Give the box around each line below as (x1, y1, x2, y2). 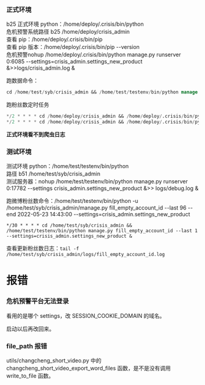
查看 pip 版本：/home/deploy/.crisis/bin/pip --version (6, 43, 140, 51)
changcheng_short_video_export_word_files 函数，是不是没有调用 (6, 365, 171, 372)
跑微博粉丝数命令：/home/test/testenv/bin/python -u (6, 197, 138, 205)
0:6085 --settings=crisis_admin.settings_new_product (6, 58, 143, 65)
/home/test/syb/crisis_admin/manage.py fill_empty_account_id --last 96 (6, 204, 187, 211)
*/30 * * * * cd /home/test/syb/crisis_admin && (6, 222, 132, 229)
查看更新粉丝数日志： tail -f (6, 244, 79, 252)
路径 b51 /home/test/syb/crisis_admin (6, 170, 101, 178)
